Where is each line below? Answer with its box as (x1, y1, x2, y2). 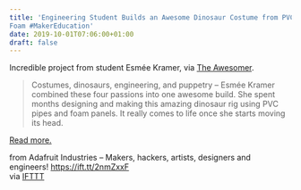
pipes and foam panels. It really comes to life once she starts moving (30, 108, 286, 119)
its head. (30, 118, 64, 128)
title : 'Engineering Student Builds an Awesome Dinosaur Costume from (9, 12, 279, 22)
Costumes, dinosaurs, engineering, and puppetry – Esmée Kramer (30, 79, 276, 90)
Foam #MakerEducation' (9, 21, 94, 30)
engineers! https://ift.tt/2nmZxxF (9, 161, 130, 172)
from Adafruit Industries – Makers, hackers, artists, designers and (9, 153, 251, 163)
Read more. (9, 135, 52, 145)
